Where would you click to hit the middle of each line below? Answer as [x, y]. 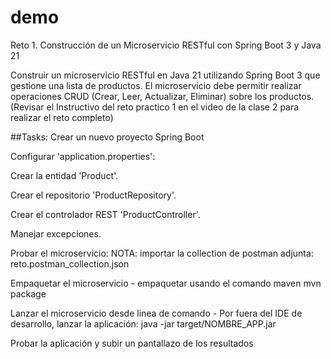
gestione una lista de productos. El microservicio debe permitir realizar [156, 85]
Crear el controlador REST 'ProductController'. [105, 214]
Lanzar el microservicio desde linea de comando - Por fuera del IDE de [156, 313]
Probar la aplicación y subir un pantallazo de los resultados [132, 343]
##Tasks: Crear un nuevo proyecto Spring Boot [107, 137]
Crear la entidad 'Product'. [64, 175]
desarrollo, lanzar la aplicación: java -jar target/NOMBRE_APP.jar [143, 323]
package [28, 293]
